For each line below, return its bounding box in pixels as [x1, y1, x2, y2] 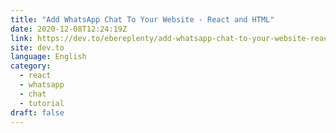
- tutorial [19, 98, 65, 108]
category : [10, 61, 52, 71]
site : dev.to [10, 42, 65, 53]
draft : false [10, 107, 65, 118]
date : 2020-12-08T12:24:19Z [10, 24, 128, 34]
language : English [10, 52, 87, 62]
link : [10, 33, 33, 43]
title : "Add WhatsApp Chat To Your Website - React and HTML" [10, 14, 275, 25]
